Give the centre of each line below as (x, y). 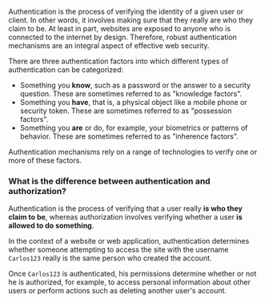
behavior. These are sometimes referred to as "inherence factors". (129, 136)
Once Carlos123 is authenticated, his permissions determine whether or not (132, 274)
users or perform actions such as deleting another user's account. (117, 291)
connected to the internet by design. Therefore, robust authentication (123, 37)
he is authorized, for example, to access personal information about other (129, 282)
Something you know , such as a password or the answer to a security (135, 85)
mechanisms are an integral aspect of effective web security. (109, 46)
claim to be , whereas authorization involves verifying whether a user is (125, 217)
